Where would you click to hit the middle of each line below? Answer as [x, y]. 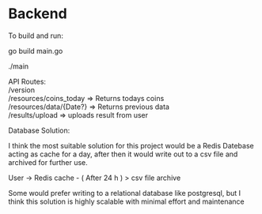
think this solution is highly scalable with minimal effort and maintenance [126, 201]
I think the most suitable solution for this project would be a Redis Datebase [131, 145]
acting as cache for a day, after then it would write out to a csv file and [123, 154]
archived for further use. [48, 162]
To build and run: [36, 36]
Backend [38, 14]
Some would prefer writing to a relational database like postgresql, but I [125, 193]
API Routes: [27, 81]
